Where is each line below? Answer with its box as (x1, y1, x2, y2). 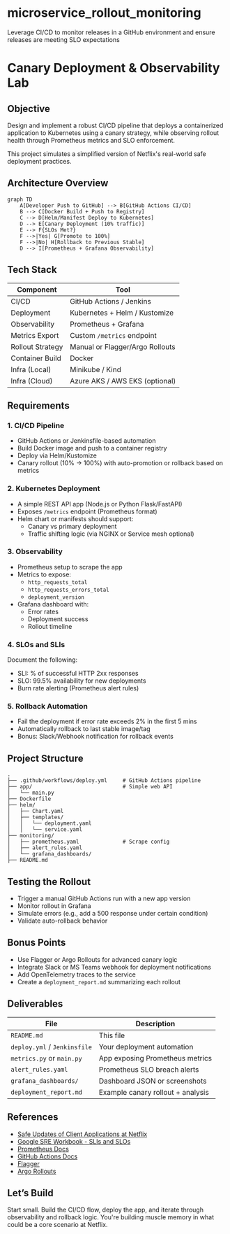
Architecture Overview (7, 177, 109, 190)
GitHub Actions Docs (17, 1152, 78, 1161)
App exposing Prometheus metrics (98, 1053, 213, 1063)
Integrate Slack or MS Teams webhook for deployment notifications (17, 963, 211, 971)
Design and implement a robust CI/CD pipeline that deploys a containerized (7, 121, 224, 129)
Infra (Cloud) (10, 376, 53, 385)
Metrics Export (10, 330, 59, 340)
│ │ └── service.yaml (7, 826, 82, 833)
